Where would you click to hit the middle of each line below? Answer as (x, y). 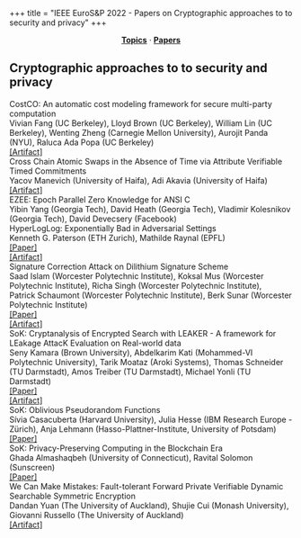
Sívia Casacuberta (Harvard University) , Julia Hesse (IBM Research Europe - (151, 419)
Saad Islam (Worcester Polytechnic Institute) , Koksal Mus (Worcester (137, 276)
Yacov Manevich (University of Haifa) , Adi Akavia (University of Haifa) (138, 180)
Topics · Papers (151, 40)
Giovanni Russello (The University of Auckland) (97, 515)
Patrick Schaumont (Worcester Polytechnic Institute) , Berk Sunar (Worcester (150, 295)
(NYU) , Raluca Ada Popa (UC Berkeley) (82, 142)
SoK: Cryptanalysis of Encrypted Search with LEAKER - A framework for (143, 333)
